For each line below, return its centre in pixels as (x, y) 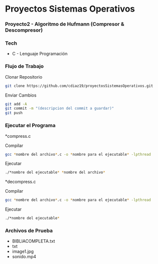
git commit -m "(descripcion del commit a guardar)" (60, 108)
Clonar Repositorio (24, 77)
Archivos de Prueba (29, 231)
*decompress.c (20, 182)
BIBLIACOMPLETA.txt (34, 241)
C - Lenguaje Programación (40, 54)
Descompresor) (24, 30)
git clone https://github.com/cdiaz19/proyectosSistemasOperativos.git (79, 86)
